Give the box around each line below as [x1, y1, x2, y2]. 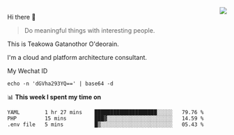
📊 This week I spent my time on [7, 93, 102, 101]
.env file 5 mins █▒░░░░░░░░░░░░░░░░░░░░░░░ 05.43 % [7, 121, 204, 128]
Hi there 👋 [7, 13, 36, 21]
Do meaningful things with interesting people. [24, 26, 155, 34]
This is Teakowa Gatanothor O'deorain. [7, 40, 120, 48]
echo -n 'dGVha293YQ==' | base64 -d [7, 80, 114, 87]
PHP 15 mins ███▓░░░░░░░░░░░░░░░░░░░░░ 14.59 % [7, 115, 204, 122]
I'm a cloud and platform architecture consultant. [7, 54, 148, 61]
